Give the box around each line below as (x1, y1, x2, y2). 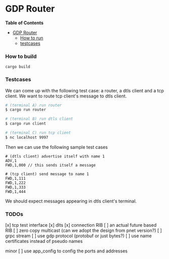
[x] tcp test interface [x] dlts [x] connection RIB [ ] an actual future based (5, 222, 157, 228)
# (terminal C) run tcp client (5, 130, 71, 135)
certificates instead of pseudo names (5, 238, 83, 244)
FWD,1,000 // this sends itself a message (5, 163, 96, 168)
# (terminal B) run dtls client (5, 117, 73, 122)
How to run (20, 35, 44, 41)
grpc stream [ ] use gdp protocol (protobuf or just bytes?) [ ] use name (5, 233, 152, 239)
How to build (5, 53, 37, 60)
